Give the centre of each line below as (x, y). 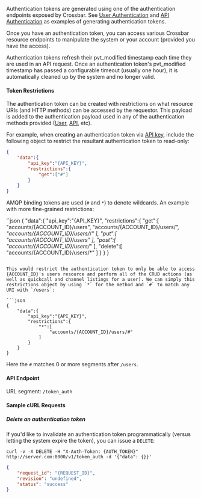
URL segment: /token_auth (39, 392)
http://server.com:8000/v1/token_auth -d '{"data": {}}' (79, 456)
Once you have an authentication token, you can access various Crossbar (98, 33)
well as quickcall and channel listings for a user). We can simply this (101, 280)
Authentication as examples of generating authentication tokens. (86, 21)
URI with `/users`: (31, 290)
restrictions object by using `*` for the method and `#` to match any (98, 285)
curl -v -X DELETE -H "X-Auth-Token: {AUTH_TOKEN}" (72, 451)
